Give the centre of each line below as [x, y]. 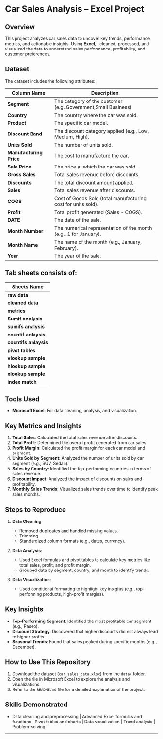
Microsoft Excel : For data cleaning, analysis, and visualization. [74, 411]
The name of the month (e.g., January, [98, 242]
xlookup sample [26, 374]
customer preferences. [28, 54]
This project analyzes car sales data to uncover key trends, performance [78, 38]
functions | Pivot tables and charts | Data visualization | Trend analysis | [83, 722]
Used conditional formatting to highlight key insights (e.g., [77, 589]
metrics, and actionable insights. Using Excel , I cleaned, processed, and [77, 44]
